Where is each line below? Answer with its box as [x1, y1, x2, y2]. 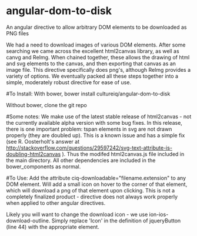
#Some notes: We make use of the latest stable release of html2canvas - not [6, 113, 192, 120]
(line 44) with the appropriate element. [6, 223, 100, 230]
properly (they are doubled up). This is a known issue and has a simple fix [6, 131, 185, 139]
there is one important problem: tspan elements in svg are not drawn [6, 125, 172, 132]
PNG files [6, 29, 29, 36]
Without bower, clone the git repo [6, 101, 87, 108]
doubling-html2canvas [6, 150, 61, 157]
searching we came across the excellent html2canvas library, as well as [6, 47, 179, 54]
